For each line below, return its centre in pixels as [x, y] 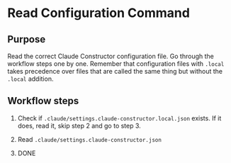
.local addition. [30, 79]
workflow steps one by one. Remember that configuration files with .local [116, 64]
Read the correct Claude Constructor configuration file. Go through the [111, 56]
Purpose [27, 39]
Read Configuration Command [98, 13]
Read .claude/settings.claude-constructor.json [89, 139]
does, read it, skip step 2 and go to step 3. [79, 125]
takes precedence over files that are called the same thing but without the [115, 71]
